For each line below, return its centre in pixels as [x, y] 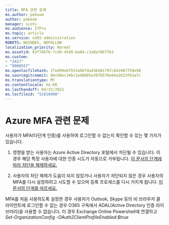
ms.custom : [17, 57]
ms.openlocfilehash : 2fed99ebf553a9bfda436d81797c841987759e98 [73, 71]
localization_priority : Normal [38, 47]
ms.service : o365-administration [40, 38]
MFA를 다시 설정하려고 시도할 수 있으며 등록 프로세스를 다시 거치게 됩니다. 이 [88, 182]
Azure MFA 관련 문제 [47, 121]
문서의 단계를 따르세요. [35, 188]
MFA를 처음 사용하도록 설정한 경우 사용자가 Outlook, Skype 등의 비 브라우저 [80, 199]
